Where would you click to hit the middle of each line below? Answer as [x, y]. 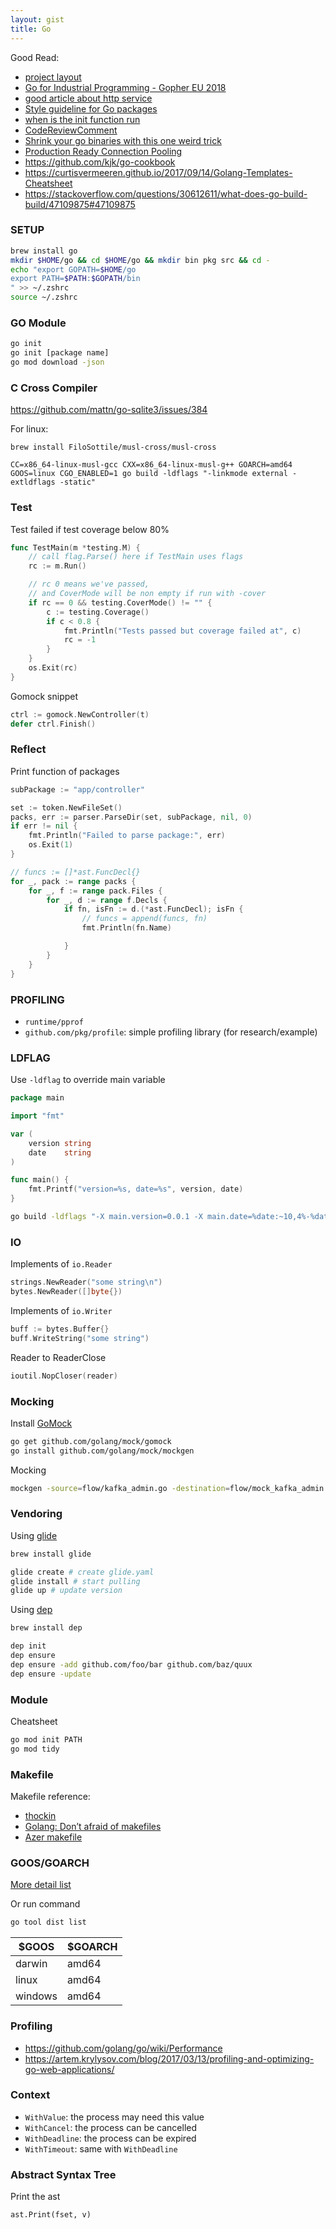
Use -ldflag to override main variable [88, 1080]
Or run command [45, 1904]
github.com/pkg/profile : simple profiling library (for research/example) [171, 1032]
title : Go [31, 29]
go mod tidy [35, 1749]
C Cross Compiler [54, 388]
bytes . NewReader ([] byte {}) [66, 1292]
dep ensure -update [51, 1674]
